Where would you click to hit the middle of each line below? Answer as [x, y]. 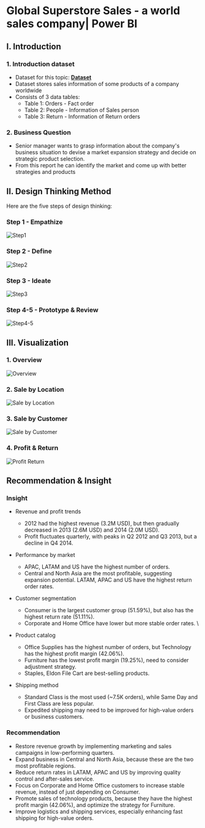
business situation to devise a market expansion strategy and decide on [106, 152]
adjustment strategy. [50, 667]
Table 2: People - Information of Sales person [82, 110]
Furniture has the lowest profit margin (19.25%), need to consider [106, 660]
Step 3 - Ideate [29, 280]
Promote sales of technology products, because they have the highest [104, 798]
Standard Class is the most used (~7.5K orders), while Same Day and [111, 697]
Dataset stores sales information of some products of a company [97, 84]
